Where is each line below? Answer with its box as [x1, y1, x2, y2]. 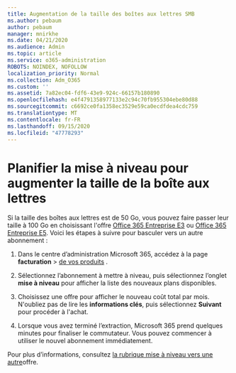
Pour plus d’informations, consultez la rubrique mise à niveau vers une [7, 350, 213, 359]
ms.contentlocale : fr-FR [7, 116, 81, 123]
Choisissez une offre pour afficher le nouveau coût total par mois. [17, 293, 210, 301]
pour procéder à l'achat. [17, 308, 89, 316]
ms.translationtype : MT [7, 109, 78, 117]
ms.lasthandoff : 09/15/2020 [7, 122, 91, 130]
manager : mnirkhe [7, 30, 59, 38]
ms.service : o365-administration [7, 57, 106, 64]
